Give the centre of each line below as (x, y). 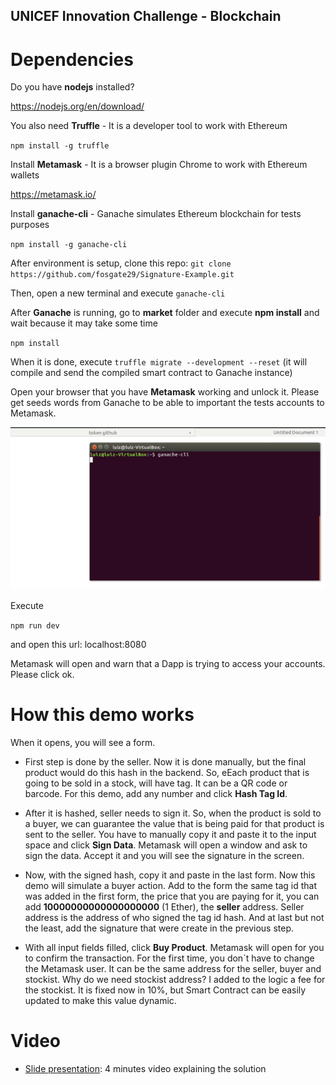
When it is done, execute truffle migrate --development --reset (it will (159, 362)
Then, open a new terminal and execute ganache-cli (118, 293)
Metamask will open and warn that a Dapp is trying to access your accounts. (168, 664)
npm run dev (35, 626)
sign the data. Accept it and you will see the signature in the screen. (164, 856)
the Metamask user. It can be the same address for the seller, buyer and (173, 969)
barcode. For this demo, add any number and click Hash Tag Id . (156, 794)
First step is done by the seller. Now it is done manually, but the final (165, 762)
